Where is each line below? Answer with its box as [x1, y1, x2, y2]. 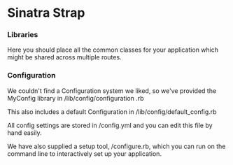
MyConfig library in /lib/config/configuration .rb [7, 94, 145, 102]
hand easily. [7, 128, 42, 137]
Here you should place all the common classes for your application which [7, 45, 219, 54]
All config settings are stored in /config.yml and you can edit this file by [7, 121, 213, 129]
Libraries [7, 30, 38, 40]
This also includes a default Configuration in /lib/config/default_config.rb [7, 107, 217, 116]
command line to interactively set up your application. [7, 149, 162, 158]
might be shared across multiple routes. [7, 53, 122, 62]
